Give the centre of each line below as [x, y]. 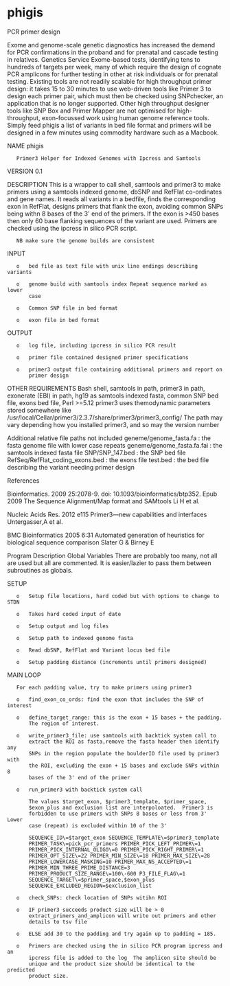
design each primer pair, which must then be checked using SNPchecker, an [115, 96]
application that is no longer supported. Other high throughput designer [108, 103]
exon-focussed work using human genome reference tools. [125, 117]
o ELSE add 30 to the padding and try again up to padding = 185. [116, 934]
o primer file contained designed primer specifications [102, 357]
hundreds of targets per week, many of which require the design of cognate [114, 67]
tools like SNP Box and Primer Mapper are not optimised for [91, 111]
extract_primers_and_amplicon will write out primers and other [122, 916]
